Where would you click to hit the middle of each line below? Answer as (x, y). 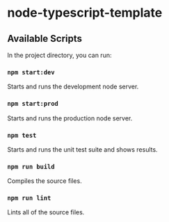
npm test (22, 135)
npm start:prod (33, 104)
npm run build (31, 166)
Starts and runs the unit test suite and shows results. (82, 149)
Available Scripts (45, 39)
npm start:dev (31, 72)
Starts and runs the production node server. (70, 118)
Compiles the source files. (45, 181)
